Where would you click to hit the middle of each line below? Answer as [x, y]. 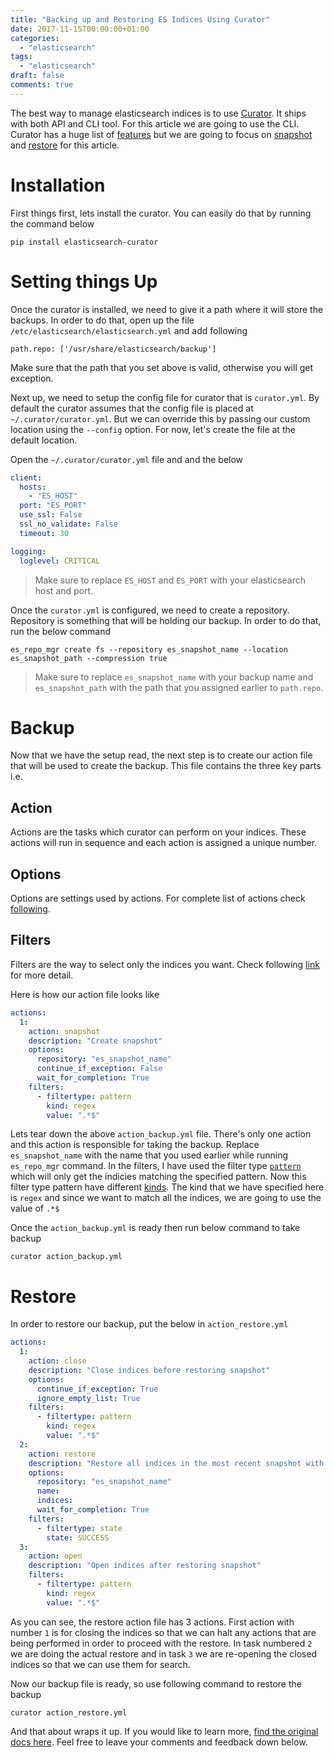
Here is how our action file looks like [85, 994]
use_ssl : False [51, 515]
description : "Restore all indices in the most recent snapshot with [176, 1463]
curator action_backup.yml [66, 1257]
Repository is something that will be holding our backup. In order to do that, [166, 620]
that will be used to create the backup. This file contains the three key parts [166, 766]
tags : [21, 57]
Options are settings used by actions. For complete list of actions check [158, 898]
